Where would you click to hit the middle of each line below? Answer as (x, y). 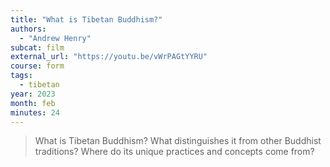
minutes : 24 (35, 112)
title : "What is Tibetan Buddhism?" (86, 19)
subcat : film (37, 47)
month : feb (33, 103)
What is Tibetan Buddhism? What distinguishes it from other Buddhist (178, 141)
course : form (37, 66)
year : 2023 (33, 94)
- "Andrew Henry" (55, 38)
